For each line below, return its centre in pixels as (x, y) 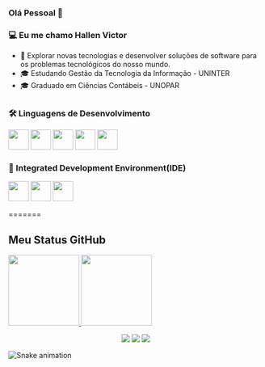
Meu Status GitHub (57, 240)
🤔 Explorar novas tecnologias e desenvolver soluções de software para (138, 56)
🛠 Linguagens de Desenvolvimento (80, 113)
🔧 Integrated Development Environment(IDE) (97, 167)
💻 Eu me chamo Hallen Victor (68, 35)
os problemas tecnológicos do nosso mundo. (95, 65)
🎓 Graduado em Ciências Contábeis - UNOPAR (100, 86)
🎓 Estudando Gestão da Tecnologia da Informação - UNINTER (125, 74)
